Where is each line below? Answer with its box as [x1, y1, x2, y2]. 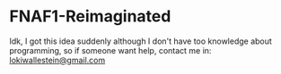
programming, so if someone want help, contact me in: [9, 45, 212, 55]
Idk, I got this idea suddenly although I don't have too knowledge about [9, 36, 272, 46]
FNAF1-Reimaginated [9, 6, 171, 27]
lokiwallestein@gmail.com [9, 54, 106, 65]
